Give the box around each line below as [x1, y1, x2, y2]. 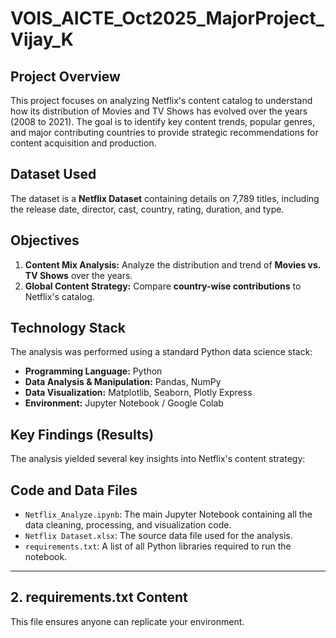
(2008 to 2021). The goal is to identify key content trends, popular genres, [10, 116, 315, 127]
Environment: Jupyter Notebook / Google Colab [24, 397, 224, 409]
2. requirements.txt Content [10, 589, 188, 606]
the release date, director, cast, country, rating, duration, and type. [10, 203, 285, 215]
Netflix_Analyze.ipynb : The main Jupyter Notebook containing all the [24, 508, 313, 521]
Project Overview [10, 68, 121, 85]
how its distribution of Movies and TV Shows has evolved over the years [10, 105, 308, 117]
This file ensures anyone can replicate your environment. [10, 615, 245, 627]
